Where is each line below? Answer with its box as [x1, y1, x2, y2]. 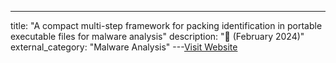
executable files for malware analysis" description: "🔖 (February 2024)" [10, 31, 305, 42]
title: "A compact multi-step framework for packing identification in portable [10, 20, 323, 31]
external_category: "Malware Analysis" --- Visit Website [10, 41, 238, 53]
